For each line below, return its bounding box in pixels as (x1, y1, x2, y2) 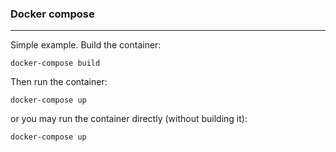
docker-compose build (10, 58, 101, 69)
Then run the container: (10, 76, 108, 88)
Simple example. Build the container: (10, 39, 162, 51)
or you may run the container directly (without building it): (10, 113, 248, 125)
